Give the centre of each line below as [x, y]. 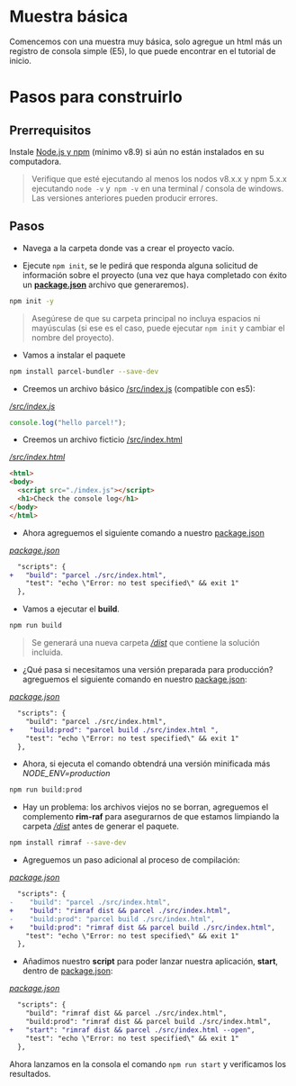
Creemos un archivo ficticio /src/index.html [102, 439]
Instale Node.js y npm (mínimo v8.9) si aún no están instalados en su [137, 151]
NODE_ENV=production [66, 774]
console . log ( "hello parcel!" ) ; [68, 422]
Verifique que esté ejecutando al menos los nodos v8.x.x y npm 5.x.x [159, 178]
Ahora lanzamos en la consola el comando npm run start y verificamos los [148, 1063]
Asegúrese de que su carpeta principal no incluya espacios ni [146, 318]
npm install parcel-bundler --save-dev [84, 371]
